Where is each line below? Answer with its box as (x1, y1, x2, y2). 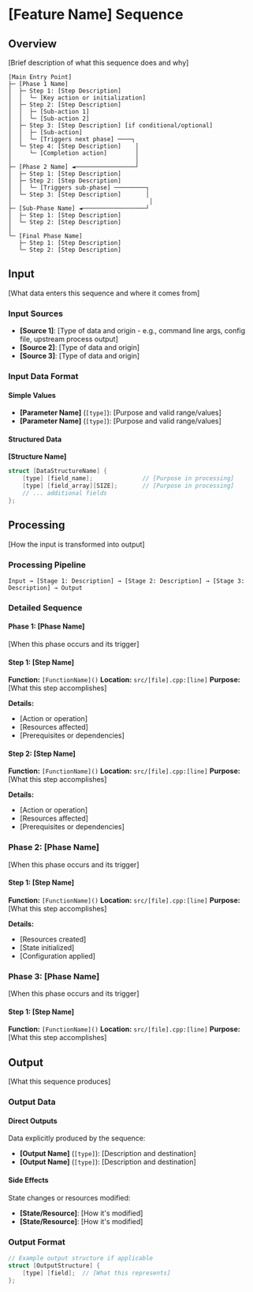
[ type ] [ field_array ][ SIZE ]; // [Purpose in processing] (22, 482, 235, 490)
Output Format (8, 1236, 65, 1247)
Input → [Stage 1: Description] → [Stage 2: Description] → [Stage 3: (8, 577, 245, 585)
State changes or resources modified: (8, 1192, 131, 1202)
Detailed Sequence (8, 602, 83, 613)
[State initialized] (19, 942, 75, 952)
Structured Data (8, 434, 62, 444)
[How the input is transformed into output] (8, 539, 145, 549)
